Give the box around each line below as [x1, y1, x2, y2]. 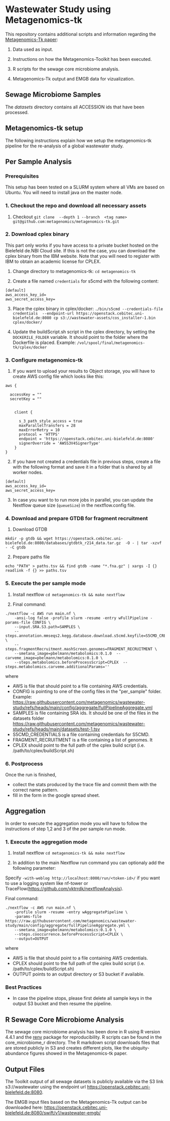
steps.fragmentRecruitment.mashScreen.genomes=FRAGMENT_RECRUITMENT [5, 646, 153, 651]
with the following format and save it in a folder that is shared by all [12, 464, 153, 470]
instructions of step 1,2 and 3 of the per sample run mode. [5, 826, 126, 832]
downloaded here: [5, 1104, 44, 1110]
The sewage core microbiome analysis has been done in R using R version [5, 1029, 160, 1035]
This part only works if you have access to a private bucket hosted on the [5, 242, 158, 248]
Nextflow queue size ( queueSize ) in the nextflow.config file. [12, 502, 136, 509]
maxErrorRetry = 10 [18, 428, 60, 433]
